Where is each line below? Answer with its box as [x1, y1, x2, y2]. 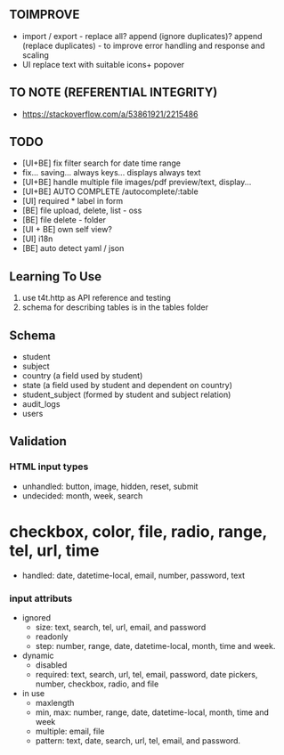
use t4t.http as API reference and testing [21, 293, 172, 304]
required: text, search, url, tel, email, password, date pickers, [35, 669, 258, 679]
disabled [35, 659, 68, 670]
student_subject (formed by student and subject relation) [21, 389, 231, 400]
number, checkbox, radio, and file [35, 678, 159, 689]
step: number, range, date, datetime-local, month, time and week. [35, 640, 276, 651]
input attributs [9, 592, 73, 605]
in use [21, 687, 45, 698]
